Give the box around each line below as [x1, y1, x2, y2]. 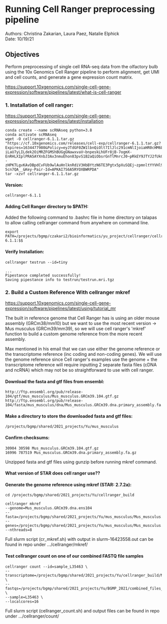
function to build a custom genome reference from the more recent [5, 330, 143, 337]
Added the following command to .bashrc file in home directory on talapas [5, 214, 158, 220]
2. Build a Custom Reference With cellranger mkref [5, 289, 130, 296]
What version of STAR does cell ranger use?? [5, 470, 100, 476]
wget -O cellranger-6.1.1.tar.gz [5, 137, 75, 142]
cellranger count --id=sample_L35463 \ [5, 564, 88, 569]
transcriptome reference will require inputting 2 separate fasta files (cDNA [5, 361, 157, 367]
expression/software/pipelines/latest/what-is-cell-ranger [5, 89, 122, 95]
